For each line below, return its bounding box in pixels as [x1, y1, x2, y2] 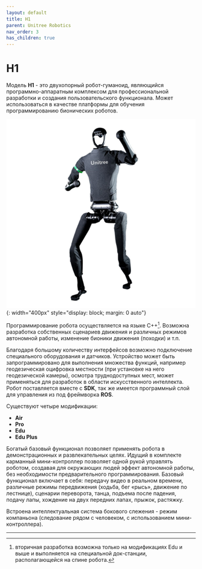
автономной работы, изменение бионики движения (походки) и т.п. [6, 334, 180, 342]
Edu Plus [14, 433, 38, 440]
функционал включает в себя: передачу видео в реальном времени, [6, 476, 183, 484]
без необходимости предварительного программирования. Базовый [6, 470, 185, 478]
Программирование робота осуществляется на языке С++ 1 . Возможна [6, 321, 189, 329]
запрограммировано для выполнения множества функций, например [6, 359, 186, 366]
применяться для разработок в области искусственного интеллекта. [6, 378, 184, 385]
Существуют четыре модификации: [6, 403, 98, 410]
